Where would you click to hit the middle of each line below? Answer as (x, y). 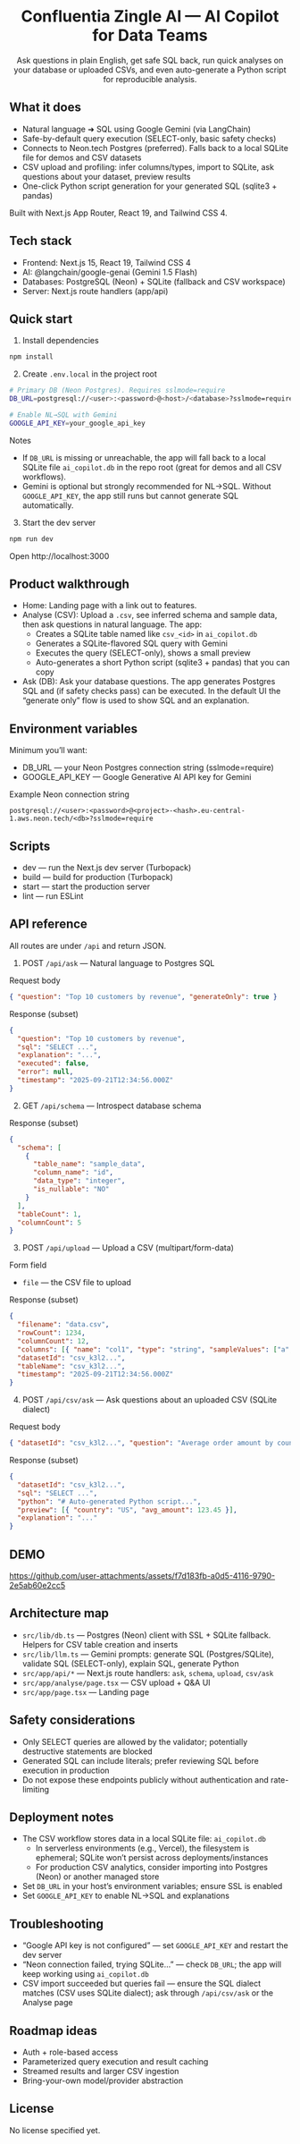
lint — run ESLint (53, 896)
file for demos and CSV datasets (82, 157)
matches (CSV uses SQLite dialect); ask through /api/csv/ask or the (148, 1993)
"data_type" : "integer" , (79, 1181)
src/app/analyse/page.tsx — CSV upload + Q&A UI (117, 1682)
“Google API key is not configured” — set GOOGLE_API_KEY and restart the (155, 1945)
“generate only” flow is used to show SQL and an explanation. (136, 700)
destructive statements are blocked (87, 1751)
